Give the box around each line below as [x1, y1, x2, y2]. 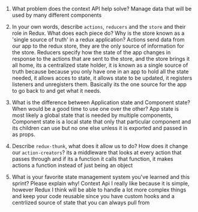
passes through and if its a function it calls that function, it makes [11, 155, 173, 162]
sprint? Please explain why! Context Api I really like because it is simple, [11, 180, 190, 187]
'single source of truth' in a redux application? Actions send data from [11, 36, 185, 43]
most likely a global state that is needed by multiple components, [11, 111, 173, 119]
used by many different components [11, 11, 102, 19]
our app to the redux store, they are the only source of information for [11, 42, 184, 49]
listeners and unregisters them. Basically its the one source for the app [11, 81, 187, 88]
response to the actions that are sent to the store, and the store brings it [11, 55, 190, 62]
